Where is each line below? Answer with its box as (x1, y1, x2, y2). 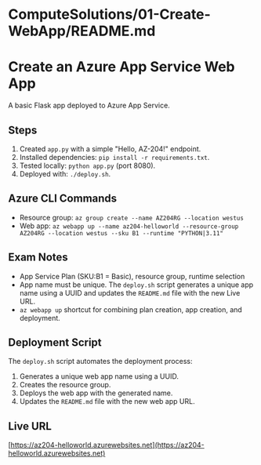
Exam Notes (8, 251, 68, 264)
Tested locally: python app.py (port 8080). (19, 161, 156, 170)
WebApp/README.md (8, 22, 156, 40)
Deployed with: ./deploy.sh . (19, 169, 111, 178)
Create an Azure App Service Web (8, 58, 235, 76)
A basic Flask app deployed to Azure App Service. (8, 100, 170, 111)
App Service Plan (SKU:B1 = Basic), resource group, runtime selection (19, 271, 245, 281)
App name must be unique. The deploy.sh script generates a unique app (19, 280, 254, 289)
